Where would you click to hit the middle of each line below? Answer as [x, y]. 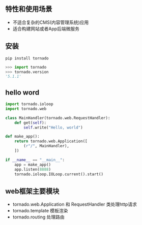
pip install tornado [27, 58]
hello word [22, 92]
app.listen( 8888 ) [33, 169]
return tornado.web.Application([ [51, 141]
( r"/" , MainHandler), [47, 146]
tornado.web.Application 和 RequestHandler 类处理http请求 [75, 204]
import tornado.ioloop [29, 104]
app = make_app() [33, 165]
